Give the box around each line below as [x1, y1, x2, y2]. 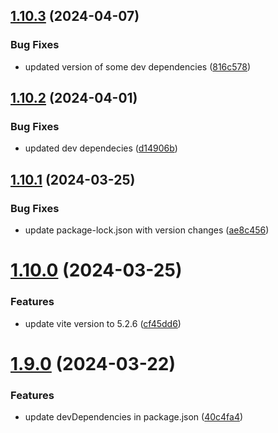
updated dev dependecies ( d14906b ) [24, 142, 178, 154]
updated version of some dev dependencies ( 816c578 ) [24, 60, 252, 73]
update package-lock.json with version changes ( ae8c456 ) [24, 224, 270, 236]
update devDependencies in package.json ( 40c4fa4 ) [24, 411, 244, 423]
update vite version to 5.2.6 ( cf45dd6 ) [24, 317, 182, 329]
